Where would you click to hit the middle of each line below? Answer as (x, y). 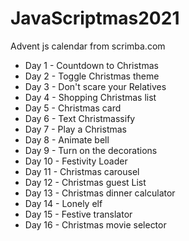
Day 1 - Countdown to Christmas (91, 65)
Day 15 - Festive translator (78, 214)
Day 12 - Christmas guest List (85, 182)
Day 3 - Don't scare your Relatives (95, 86)
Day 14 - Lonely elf (63, 203)
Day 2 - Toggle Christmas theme (92, 76)
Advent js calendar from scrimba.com (88, 46)
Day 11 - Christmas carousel (82, 171)
